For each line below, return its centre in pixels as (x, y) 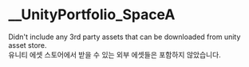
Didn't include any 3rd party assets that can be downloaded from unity (125, 37)
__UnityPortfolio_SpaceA (92, 15)
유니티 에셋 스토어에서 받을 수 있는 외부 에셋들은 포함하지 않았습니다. (115, 54)
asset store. (28, 45)
